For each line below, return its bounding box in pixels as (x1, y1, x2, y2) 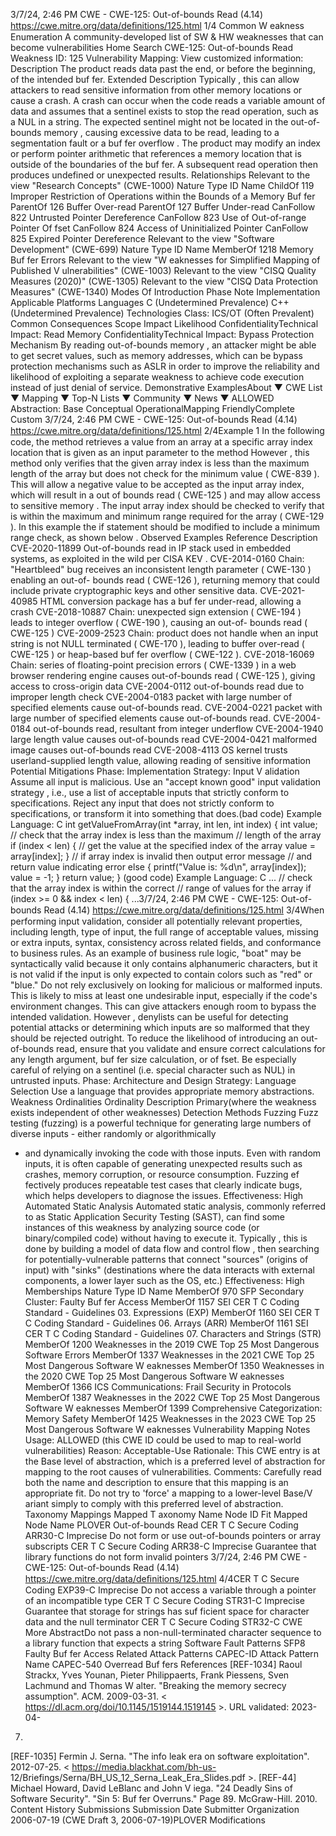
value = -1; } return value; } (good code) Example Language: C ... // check (10, 872, 313, 883)
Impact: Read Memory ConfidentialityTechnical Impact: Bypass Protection (10, 329, 315, 340)
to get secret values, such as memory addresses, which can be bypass (10, 350, 303, 361)
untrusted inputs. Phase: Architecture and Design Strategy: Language (10, 1075, 297, 1086)
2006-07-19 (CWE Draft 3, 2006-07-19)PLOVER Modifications (10, 1814, 266, 1826)
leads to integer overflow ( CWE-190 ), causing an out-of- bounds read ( (10, 617, 308, 628)
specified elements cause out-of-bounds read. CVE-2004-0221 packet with (10, 702, 323, 713)
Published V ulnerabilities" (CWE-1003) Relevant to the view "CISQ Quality (10, 265, 317, 276)
